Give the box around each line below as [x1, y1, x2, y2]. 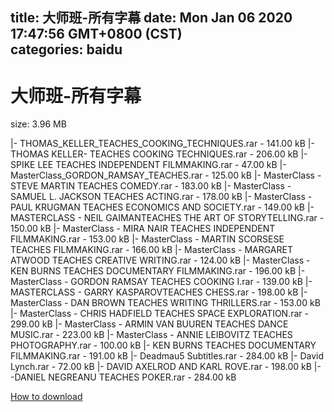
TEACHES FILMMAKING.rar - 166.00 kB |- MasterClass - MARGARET [10, 244, 293, 256]
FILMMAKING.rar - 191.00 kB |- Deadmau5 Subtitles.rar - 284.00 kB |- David [10, 350, 324, 362]
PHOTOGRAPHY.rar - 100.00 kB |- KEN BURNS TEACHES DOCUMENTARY [10, 339, 317, 352]
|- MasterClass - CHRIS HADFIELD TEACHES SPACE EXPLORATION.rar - [10, 308, 309, 320]
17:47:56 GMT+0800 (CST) [10, 26, 183, 43]
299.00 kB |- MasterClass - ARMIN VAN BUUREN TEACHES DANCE [10, 318, 289, 330]
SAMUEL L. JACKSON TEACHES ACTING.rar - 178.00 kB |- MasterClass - [10, 191, 313, 203]
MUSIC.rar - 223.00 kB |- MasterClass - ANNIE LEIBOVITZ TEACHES [10, 329, 293, 341]
